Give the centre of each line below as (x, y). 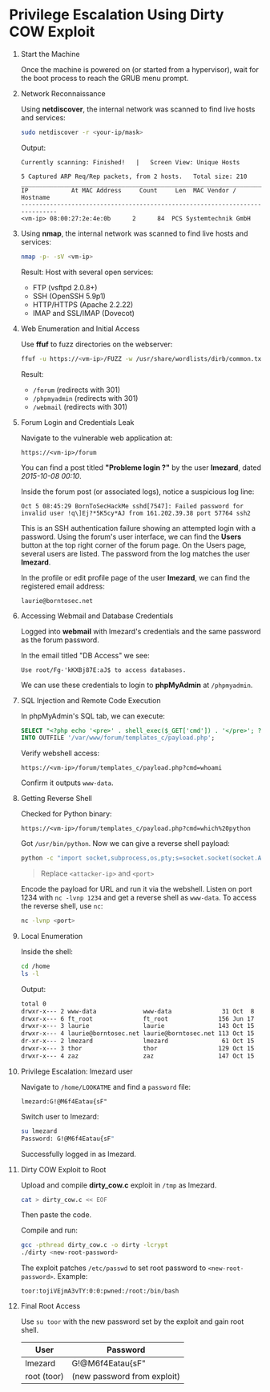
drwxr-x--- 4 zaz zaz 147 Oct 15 (137, 1056)
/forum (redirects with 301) (77, 390)
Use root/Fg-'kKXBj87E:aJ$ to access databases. (103, 670)
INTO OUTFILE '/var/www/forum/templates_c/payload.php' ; (118, 738)
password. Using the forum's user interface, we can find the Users (131, 536)
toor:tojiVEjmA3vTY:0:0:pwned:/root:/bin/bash (100, 1291)
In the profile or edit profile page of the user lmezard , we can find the (135, 577)
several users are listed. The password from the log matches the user (135, 553)
